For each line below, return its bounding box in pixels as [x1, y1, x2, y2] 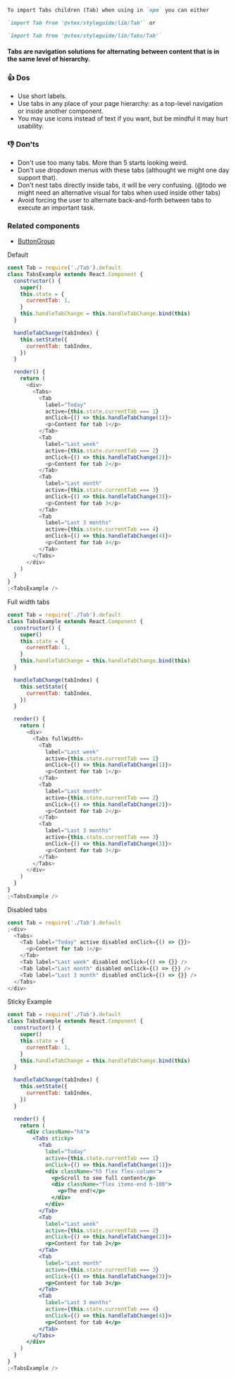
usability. [17, 121, 44, 130]
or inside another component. [17, 107, 104, 115]
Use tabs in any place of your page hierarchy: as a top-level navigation [17, 99, 223, 107]
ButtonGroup [17, 237, 55, 246]
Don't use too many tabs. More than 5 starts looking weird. [17, 158, 188, 167]
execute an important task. [17, 203, 96, 212]
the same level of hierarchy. [7, 55, 91, 64]
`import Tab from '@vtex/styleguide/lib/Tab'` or [7, 19, 156, 26]
